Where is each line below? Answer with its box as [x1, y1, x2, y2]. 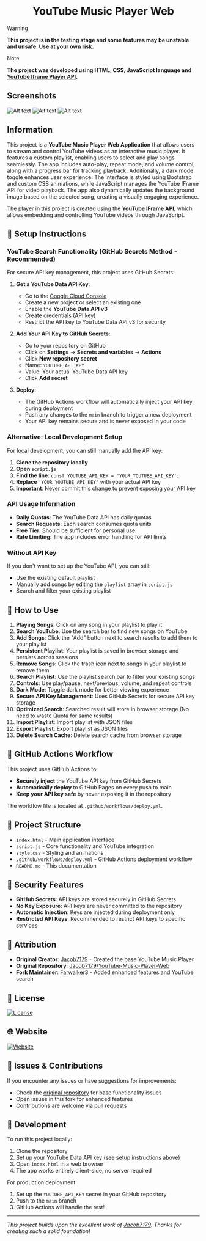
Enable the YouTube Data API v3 [24, 306, 108, 313]
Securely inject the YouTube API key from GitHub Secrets [15, 777, 161, 785]
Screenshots [7, 90, 57, 101]
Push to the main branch [15, 1197, 77, 1204]
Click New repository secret [24, 355, 97, 362]
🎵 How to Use [7, 605, 59, 615]
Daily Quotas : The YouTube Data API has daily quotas [15, 513, 152, 521]
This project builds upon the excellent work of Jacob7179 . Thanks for [7, 1221, 182, 1229]
